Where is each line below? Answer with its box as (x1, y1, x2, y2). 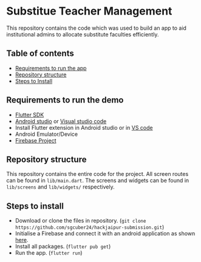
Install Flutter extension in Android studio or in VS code (15, 124, 153, 131)
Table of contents (6, 49, 74, 59)
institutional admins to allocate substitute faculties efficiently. (6, 30, 159, 38)
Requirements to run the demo (6, 95, 124, 106)
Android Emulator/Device (15, 130, 78, 138)
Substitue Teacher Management (6, 4, 172, 18)
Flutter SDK (15, 111, 44, 118)
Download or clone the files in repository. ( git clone (15, 217, 146, 224)
